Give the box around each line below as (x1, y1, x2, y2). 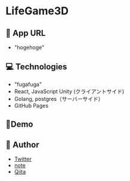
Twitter (14, 155, 32, 162)
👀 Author (5, 139, 39, 150)
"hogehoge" (14, 44, 45, 51)
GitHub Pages (14, 102, 49, 109)
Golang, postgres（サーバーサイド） (14, 95, 104, 102)
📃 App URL (5, 28, 46, 38)
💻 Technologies (5, 62, 67, 72)
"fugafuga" (14, 81, 42, 88)
